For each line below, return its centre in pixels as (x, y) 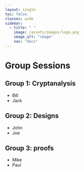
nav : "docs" (26, 42)
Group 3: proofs (30, 148)
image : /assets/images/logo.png (46, 32)
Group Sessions (38, 65)
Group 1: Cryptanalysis (41, 84)
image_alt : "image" (34, 37)
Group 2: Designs (32, 116)
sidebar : (14, 23)
